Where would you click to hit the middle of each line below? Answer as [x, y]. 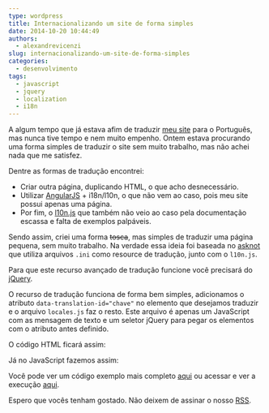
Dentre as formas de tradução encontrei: [76, 171]
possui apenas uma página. [66, 204]
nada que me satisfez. [45, 156]
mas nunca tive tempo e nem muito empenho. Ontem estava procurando [130, 138]
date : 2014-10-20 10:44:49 [54, 31]
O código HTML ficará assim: [57, 345]
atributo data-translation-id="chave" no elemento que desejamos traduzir [134, 303]
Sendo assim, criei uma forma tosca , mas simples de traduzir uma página [131, 237]
